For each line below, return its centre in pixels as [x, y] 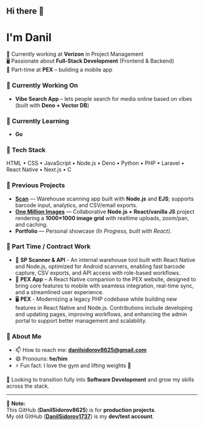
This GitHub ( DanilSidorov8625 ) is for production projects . [81, 410]
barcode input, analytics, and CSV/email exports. [76, 205]
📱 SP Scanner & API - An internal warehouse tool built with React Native [105, 259]
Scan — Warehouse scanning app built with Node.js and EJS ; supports [104, 199]
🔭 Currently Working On [42, 86]
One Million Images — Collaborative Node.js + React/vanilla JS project [105, 211]
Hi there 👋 [25, 11]
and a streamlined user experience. [59, 292]
